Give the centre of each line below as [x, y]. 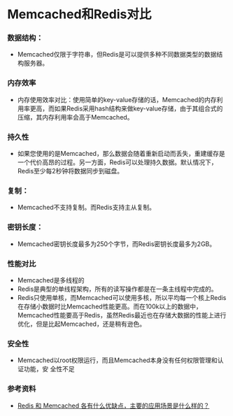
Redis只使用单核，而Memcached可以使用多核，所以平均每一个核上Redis [122, 297]
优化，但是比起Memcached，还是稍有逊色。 [81, 324]
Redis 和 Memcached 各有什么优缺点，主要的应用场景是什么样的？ [113, 406]
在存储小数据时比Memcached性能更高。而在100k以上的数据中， [110, 306]
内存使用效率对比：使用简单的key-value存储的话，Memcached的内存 [117, 99]
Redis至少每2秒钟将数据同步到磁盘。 [70, 171]
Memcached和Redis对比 [79, 14]
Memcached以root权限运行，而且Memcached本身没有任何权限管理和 [118, 360]
